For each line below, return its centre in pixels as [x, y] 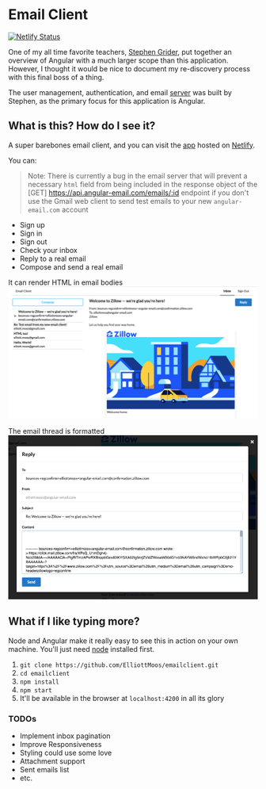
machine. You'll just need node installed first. [82, 649]
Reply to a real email [53, 259]
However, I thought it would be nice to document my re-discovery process [129, 68]
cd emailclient [45, 673]
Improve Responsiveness [61, 744]
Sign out [33, 241]
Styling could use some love [66, 753]
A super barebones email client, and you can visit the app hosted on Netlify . [132, 145]
